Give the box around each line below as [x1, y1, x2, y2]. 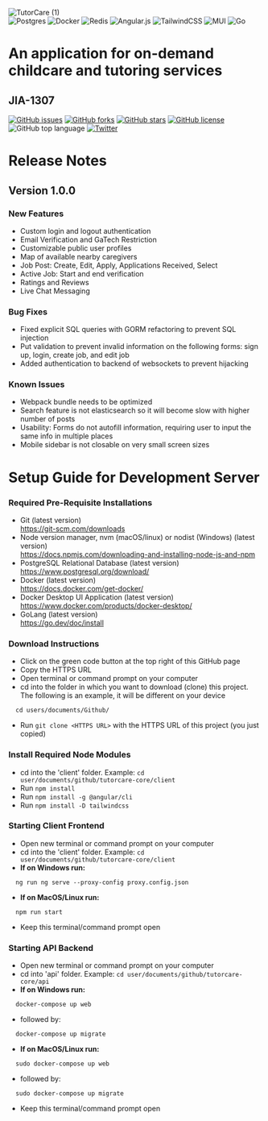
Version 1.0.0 [8, 184, 76, 197]
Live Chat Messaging [19, 286, 90, 296]
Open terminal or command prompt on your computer [19, 674, 199, 683]
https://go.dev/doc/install [19, 617, 105, 628]
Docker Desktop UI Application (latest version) [19, 592, 175, 602]
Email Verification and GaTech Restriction [19, 235, 157, 244]
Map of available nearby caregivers [19, 251, 138, 261]
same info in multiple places [19, 431, 113, 441]
